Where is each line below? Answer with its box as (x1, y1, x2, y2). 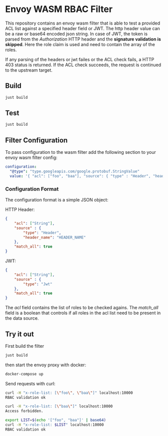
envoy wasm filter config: (5, 154, 57, 161)
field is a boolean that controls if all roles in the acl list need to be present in (5, 310, 161, 316)
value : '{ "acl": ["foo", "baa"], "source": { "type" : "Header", (9, 173, 151, 178)
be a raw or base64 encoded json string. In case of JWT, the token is (5, 31, 148, 37)
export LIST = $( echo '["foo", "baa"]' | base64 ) (5, 417, 106, 423)
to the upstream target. (5, 67, 52, 73)
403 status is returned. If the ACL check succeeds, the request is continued (5, 62, 161, 68)
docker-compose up (5, 371, 43, 376)
